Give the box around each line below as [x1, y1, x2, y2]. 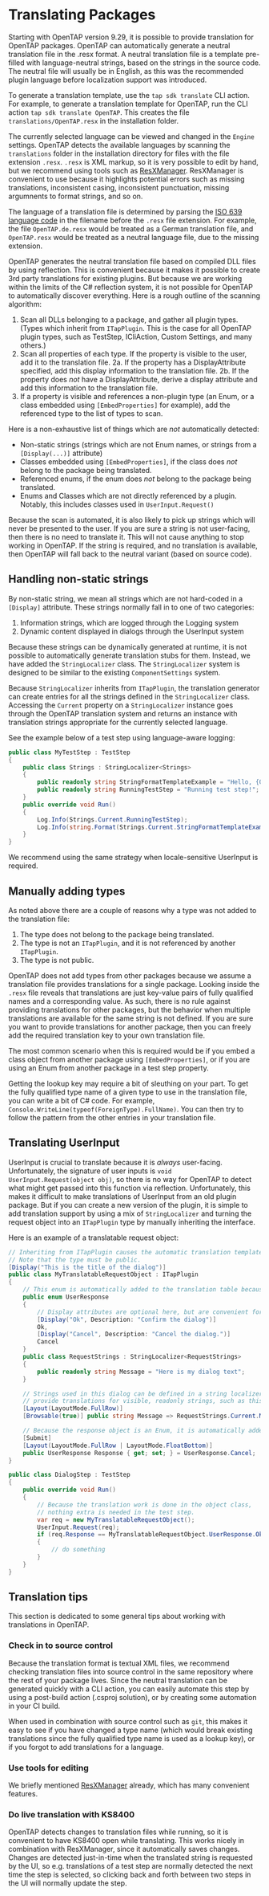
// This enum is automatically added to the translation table [22, 1286, 239, 1294]
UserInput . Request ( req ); [37, 1523, 120, 1531]
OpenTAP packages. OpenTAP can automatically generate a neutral [8, 40, 231, 50]
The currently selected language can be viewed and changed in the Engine [8, 131, 255, 141]
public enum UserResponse [22, 1293, 110, 1301]
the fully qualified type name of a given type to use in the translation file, [8, 1087, 247, 1097]
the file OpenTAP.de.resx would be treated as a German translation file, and [8, 223, 254, 234]
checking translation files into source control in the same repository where [8, 1666, 254, 1676]
